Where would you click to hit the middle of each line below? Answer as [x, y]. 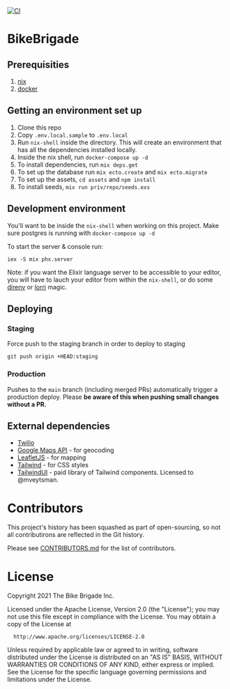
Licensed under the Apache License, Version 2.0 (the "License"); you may [114, 609]
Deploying [30, 309]
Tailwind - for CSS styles [53, 465]
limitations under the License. [49, 679]
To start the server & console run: [55, 246]
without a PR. [27, 404]
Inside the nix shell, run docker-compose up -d [83, 157]
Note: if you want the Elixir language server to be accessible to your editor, [114, 272]
